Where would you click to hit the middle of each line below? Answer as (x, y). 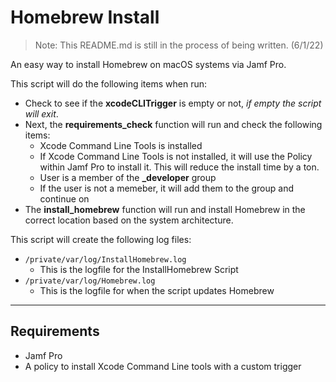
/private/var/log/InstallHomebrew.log (105, 259)
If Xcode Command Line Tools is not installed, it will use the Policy (176, 156)
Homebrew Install (85, 17)
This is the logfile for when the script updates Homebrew (157, 290)
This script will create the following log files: (101, 239)
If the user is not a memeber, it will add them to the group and (167, 188)
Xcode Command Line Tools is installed (121, 145)
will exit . (41, 113)
